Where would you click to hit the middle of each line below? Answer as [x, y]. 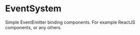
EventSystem [33, 9]
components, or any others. [34, 27]
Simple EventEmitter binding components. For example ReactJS [70, 22]
